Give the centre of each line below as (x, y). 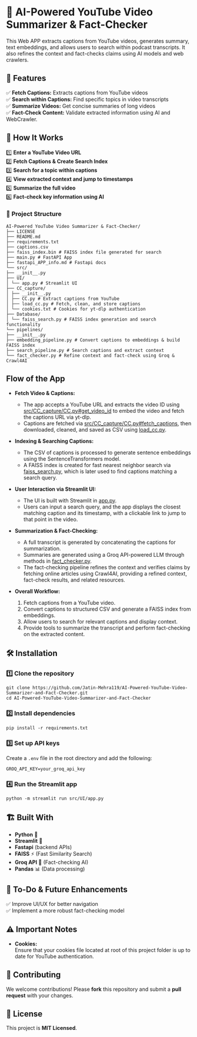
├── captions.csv (27, 247)
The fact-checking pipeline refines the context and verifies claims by (107, 567)
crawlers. (17, 60)
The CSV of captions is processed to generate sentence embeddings (107, 452)
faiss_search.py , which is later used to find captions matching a (100, 471)
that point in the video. (51, 519)
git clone (18, 688)
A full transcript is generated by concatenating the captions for (99, 542)
